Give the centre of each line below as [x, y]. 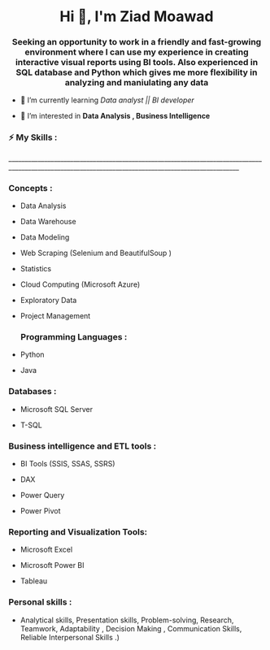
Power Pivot [40, 510]
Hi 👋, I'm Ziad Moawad [137, 17]
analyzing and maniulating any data [137, 83]
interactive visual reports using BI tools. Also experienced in [137, 63]
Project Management [55, 316]
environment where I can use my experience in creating [136, 52]
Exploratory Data [48, 301]
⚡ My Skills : [33, 137]
